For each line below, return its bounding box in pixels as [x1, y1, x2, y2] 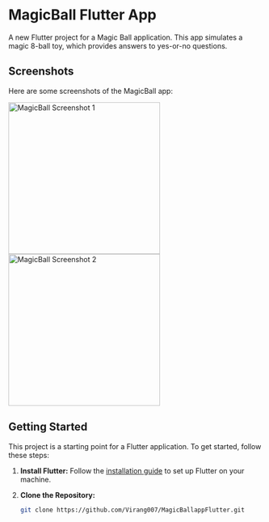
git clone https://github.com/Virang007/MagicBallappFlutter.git [19, 506, 245, 514]
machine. [19, 474, 52, 484]
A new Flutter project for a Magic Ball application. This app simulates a [8, 32, 243, 42]
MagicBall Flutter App [8, 6, 157, 24]
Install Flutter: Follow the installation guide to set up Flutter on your [19, 465, 245, 475]
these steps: [8, 450, 50, 460]
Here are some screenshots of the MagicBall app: [8, 86, 174, 95]
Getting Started [8, 420, 88, 434]
